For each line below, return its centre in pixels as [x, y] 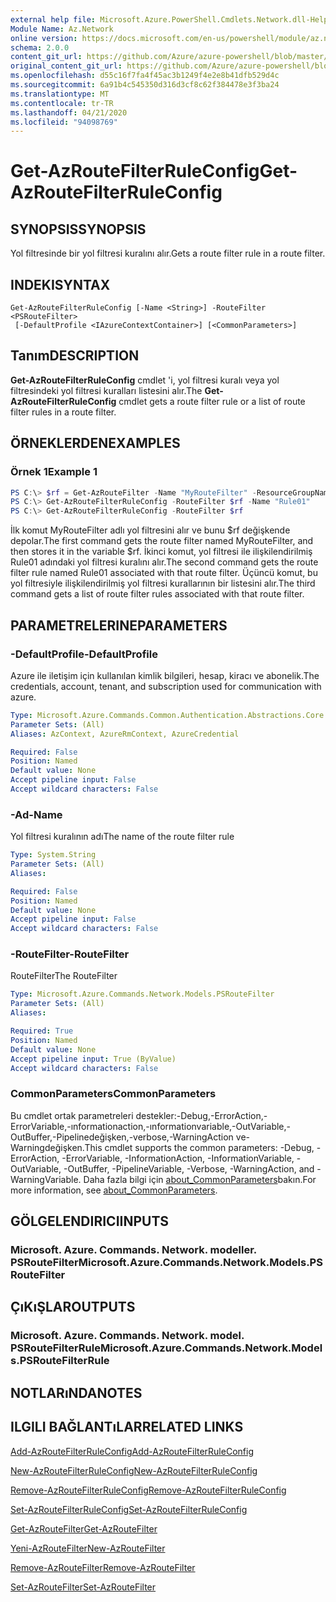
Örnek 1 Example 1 [54, 472]
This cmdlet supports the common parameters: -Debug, [199, 1147]
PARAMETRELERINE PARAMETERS [119, 625]
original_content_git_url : [66, 66]
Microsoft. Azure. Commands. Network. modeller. [133, 1250]
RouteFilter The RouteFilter [64, 976]
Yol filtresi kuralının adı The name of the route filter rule [122, 837]
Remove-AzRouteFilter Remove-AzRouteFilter [103, 1567]
